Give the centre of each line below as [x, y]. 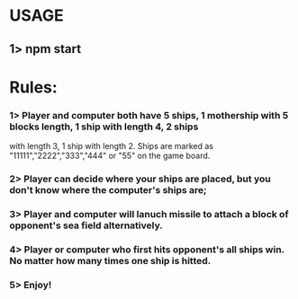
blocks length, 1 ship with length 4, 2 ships [104, 127]
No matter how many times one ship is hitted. [110, 260]
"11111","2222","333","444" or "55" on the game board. [110, 156]
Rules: [34, 87]
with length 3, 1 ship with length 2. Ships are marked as [112, 146]
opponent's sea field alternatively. [86, 225]
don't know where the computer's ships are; [108, 189]
